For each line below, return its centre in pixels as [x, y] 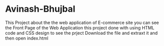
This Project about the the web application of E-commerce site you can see [82, 23]
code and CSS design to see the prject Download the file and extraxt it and [82, 33]
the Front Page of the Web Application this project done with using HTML [80, 27]
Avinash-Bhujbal [40, 9]
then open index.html [27, 38]
